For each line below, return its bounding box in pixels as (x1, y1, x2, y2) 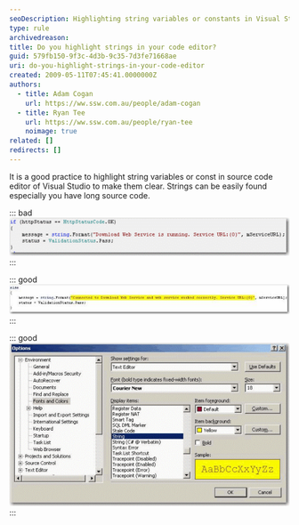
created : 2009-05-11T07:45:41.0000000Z (9, 71, 158, 80)
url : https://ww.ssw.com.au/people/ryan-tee (25, 117, 193, 126)
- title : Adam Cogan (17, 89, 93, 98)
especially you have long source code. (9, 190, 150, 200)
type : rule (9, 23, 50, 33)
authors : (9, 80, 42, 89)
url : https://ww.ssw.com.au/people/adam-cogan (25, 99, 201, 108)
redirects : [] (9, 146, 62, 155)
